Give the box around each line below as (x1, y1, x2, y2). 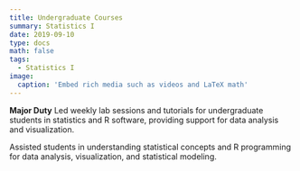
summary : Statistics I (9, 22, 95, 31)
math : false (9, 47, 54, 56)
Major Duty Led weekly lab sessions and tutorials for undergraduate (9, 104, 264, 115)
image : (9, 72, 34, 81)
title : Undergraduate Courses (9, 13, 124, 22)
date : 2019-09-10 (9, 30, 75, 39)
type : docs (9, 38, 51, 48)
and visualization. (9, 123, 75, 135)
